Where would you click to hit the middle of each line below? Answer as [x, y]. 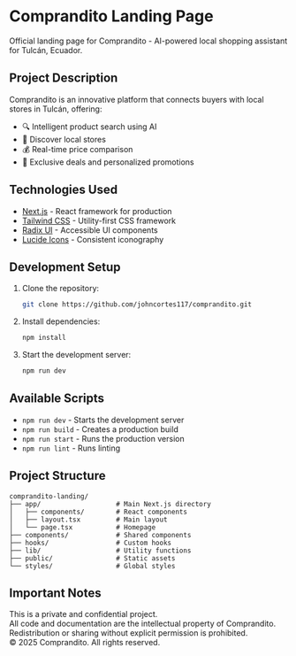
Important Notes [55, 594]
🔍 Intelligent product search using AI [89, 127]
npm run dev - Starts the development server [103, 420]
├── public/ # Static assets [92, 558]
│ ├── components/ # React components [99, 512]
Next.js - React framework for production [97, 211]
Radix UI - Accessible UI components [90, 230]
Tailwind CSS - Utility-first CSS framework [99, 220]
